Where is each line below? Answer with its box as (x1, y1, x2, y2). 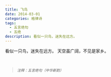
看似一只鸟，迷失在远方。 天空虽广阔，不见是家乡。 (5, 48, 109, 54)
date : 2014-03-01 (5, 12, 40, 16)
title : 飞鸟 (5, 7, 28, 12)
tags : (5, 20, 16, 26)
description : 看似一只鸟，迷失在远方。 (5, 34, 77, 39)
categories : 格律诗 (5, 16, 42, 21)
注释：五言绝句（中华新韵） (17, 68, 64, 73)
